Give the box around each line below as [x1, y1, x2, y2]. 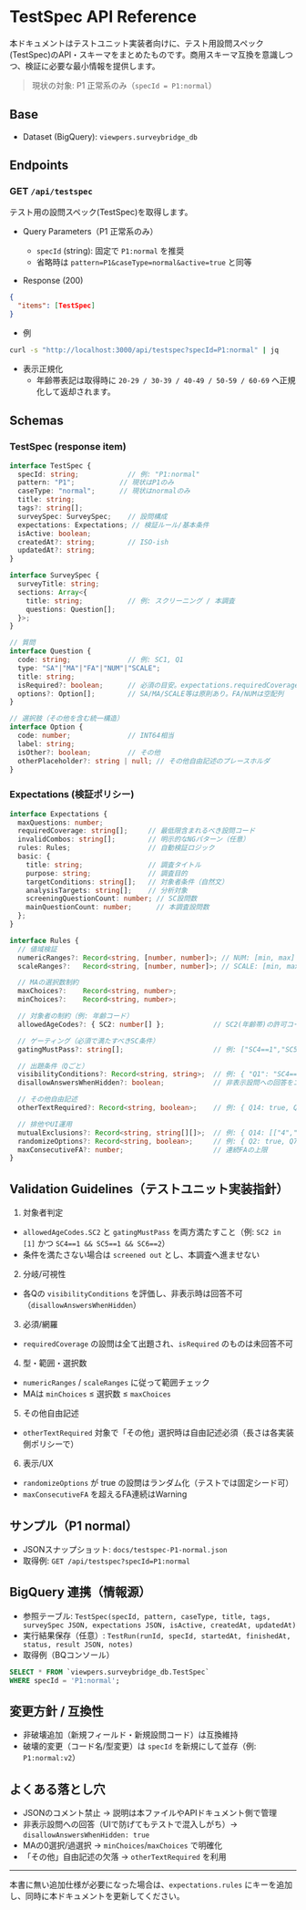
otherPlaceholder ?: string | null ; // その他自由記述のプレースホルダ [17, 756, 270, 765]
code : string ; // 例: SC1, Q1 [17, 655, 184, 664]
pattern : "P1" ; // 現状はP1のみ [17, 478, 175, 487]
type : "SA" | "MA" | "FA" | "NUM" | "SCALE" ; [17, 663, 161, 672]
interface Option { [9, 722, 84, 732]
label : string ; [17, 739, 76, 749]
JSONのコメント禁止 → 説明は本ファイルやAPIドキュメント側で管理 [22, 1808, 278, 1819]
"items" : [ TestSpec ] [17, 301, 96, 311]
